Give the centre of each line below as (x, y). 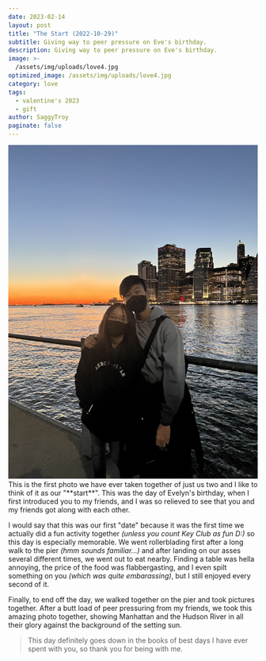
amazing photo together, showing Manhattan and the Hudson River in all (126, 617)
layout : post (30, 25)
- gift (26, 109)
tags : (17, 92)
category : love (33, 83)
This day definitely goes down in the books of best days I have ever (138, 640)
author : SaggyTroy (38, 118)
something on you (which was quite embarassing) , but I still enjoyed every (129, 576)
